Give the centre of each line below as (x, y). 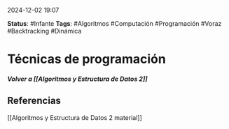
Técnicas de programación (86, 59)
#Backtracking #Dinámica (44, 31)
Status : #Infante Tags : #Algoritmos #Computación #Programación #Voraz (114, 23)
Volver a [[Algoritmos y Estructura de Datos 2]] (77, 79)
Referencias (34, 101)
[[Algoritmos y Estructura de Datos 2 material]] (75, 117)
